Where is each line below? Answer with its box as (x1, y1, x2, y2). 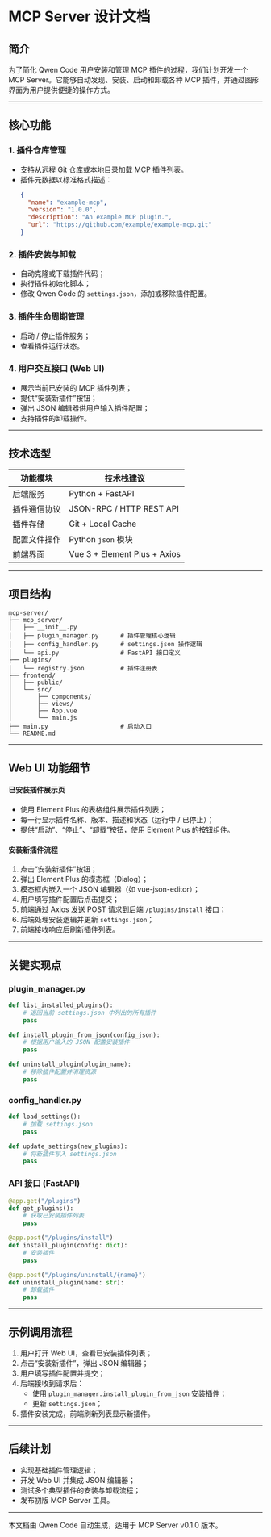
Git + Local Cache (69, 518, 137, 529)
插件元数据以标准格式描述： (19, 174, 113, 184)
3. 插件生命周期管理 (8, 311, 85, 323)
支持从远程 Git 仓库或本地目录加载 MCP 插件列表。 (19, 165, 188, 174)
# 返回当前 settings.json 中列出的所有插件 (23, 1009, 157, 1017)
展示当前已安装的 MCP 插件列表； (19, 382, 133, 392)
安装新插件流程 (8, 845, 58, 854)
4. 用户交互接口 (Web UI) (8, 363, 105, 374)
